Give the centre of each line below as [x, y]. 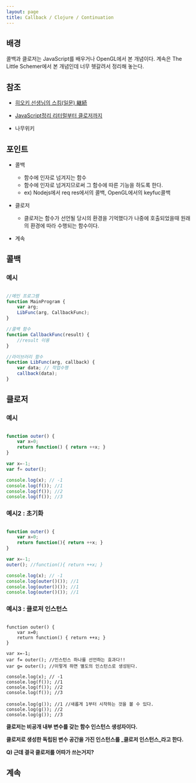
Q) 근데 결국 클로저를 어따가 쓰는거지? [50, 752]
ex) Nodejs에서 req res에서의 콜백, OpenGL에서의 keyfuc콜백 [97, 192]
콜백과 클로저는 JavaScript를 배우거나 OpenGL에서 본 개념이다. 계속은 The [94, 59]
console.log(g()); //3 [34, 714]
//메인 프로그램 [23, 296]
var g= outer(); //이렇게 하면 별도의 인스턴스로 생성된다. [72, 666]
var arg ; [28, 307]
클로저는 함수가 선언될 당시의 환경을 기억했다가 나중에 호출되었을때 [102, 218]
